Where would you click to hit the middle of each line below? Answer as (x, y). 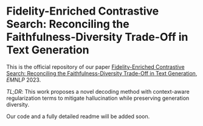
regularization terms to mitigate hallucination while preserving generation (98, 98)
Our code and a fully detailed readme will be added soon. (78, 116)
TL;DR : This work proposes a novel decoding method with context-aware (98, 91)
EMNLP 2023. (24, 80)
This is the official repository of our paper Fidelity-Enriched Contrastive (95, 67)
